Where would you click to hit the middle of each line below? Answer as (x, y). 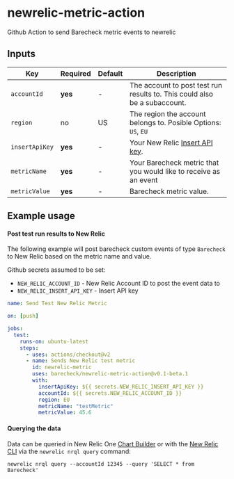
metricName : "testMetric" (76, 406)
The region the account (168, 114)
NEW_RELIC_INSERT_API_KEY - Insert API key (78, 291)
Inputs (22, 54)
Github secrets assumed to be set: (56, 270)
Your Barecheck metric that (174, 163)
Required (76, 73)
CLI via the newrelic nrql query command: (69, 451)
